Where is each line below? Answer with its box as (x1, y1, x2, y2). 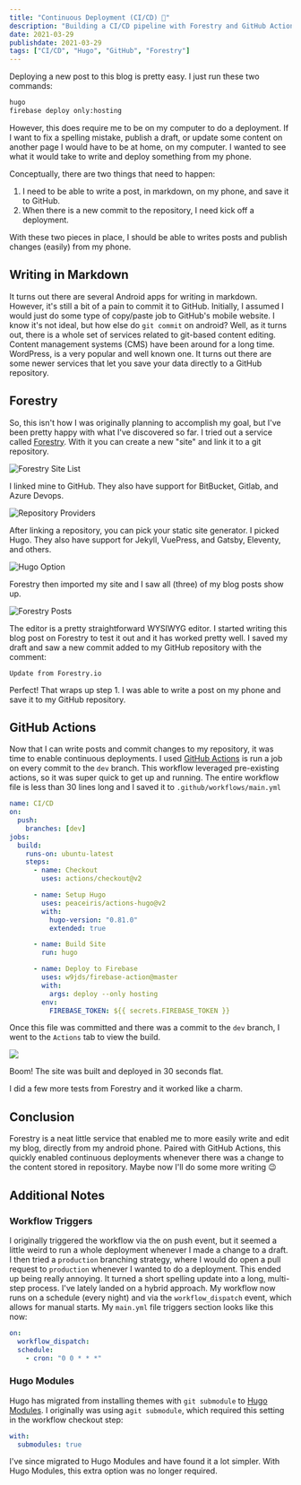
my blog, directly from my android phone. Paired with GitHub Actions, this (9, 1142, 281, 1153)
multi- (267, 1272, 290, 1283)
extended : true (48, 924, 106, 933)
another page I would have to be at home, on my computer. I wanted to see (9, 141, 287, 152)
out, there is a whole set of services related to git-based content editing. (9, 329, 276, 340)
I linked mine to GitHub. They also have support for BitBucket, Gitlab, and (9, 481, 279, 491)
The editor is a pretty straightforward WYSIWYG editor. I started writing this (9, 622, 288, 633)
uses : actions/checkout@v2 (41, 874, 142, 883)
